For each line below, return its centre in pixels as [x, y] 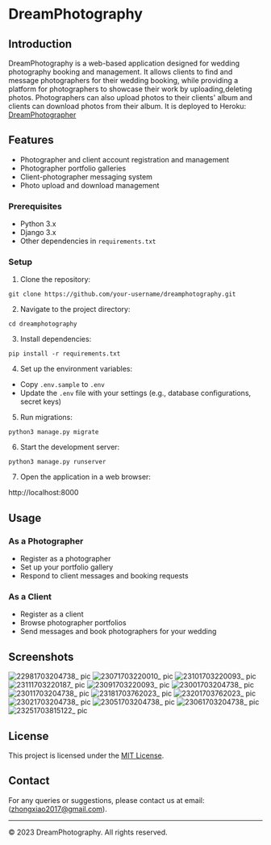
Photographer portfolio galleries [73, 168]
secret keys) [41, 401]
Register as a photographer [65, 559]
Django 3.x [38, 233]
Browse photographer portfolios [73, 623]
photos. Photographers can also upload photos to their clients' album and [130, 97]
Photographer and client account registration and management [125, 159]
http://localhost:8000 [44, 493]
